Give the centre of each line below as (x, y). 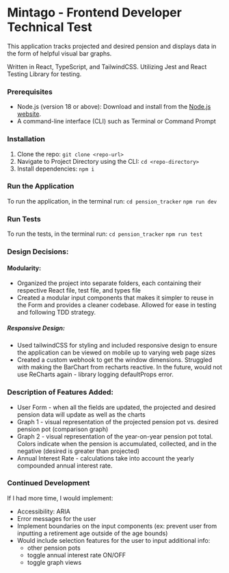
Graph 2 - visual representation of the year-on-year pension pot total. (115, 436)
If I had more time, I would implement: (60, 498)
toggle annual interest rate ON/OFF (77, 555)
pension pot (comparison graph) (63, 429)
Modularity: (24, 268)
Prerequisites (30, 92)
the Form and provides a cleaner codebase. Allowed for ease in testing (117, 305)
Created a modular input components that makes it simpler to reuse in (115, 298)
